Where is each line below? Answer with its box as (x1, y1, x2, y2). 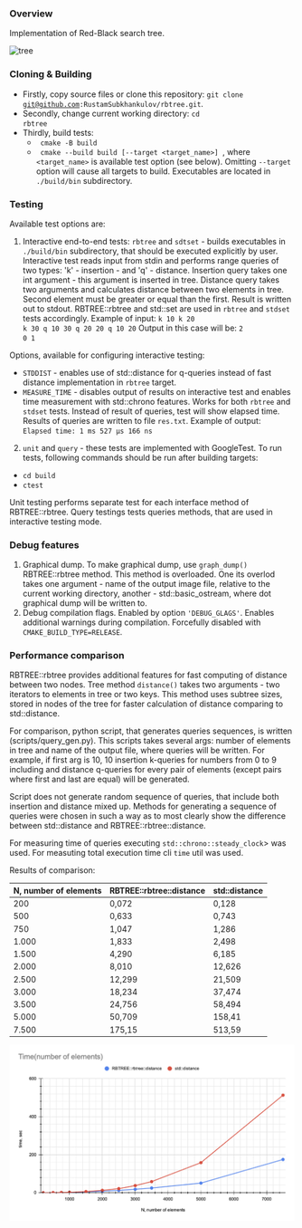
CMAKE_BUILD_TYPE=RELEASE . (22, 627, 123, 638)
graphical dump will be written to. (22, 598, 147, 609)
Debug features (9, 538, 80, 551)
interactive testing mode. (9, 515, 102, 527)
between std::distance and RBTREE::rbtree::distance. (9, 820, 206, 831)
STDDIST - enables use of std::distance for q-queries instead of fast (22, 367, 272, 378)
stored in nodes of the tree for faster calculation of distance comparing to (9, 698, 283, 709)
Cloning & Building (9, 68, 92, 81)
